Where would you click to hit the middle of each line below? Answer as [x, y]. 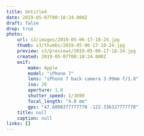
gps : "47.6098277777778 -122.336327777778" [83, 107]
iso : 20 [37, 85]
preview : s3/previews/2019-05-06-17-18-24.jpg [77, 51]
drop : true [20, 29]
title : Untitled [27, 12]
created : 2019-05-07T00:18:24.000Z [62, 57]
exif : [24, 62]
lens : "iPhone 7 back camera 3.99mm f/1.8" [83, 79]
